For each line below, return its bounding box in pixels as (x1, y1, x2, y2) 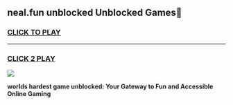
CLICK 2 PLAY (7, 53, 55, 63)
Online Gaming (7, 89, 51, 97)
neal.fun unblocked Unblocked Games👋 (7, 7, 182, 19)
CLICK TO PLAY (7, 28, 61, 37)
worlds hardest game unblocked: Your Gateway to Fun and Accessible (7, 82, 214, 90)
